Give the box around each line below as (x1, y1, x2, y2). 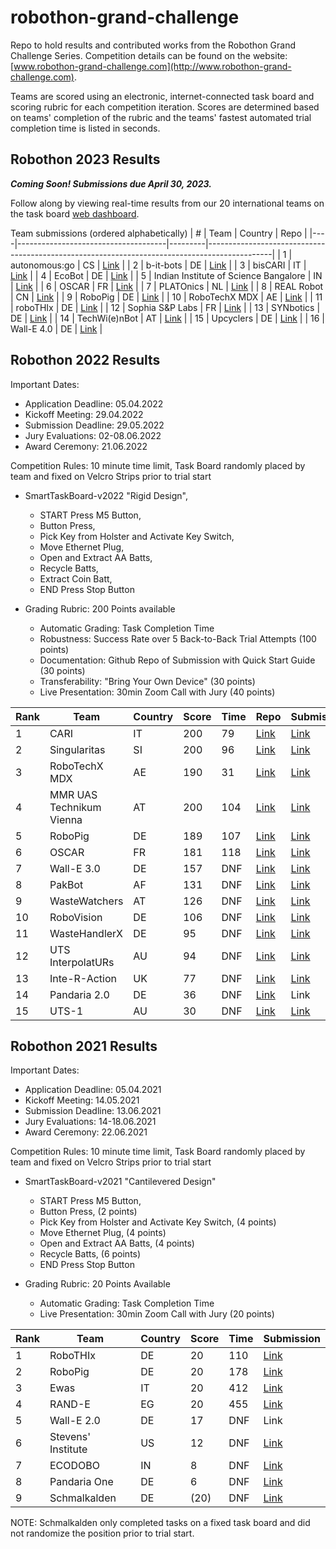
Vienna (49, 812, 83, 826)
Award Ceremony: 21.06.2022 (24, 440, 148, 452)
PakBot (49, 877, 84, 891)
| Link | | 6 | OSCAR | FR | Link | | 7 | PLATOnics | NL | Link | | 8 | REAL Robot (10, 280, 324, 292)
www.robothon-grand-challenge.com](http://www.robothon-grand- (13, 60, 292, 72)
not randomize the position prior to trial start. (10, 1527, 195, 1540)
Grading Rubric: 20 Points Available (24, 1278, 171, 1290)
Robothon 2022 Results (10, 352, 161, 369)
